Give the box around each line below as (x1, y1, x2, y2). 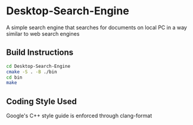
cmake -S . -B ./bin (6, 68, 58, 75)
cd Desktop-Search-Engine (6, 63, 70, 69)
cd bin (6, 74, 23, 80)
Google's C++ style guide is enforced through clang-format (6, 112, 152, 120)
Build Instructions (6, 48, 74, 58)
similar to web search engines (6, 30, 80, 37)
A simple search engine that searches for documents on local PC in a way (6, 24, 188, 31)
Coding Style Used (6, 96, 77, 107)
